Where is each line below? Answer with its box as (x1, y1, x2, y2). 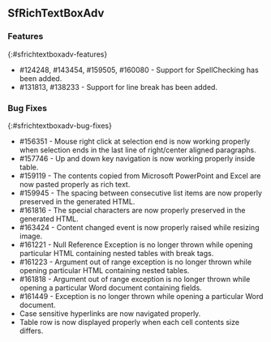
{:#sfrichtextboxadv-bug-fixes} (7, 121, 113, 130)
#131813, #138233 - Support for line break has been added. (19, 82, 218, 92)
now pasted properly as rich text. (19, 179, 131, 189)
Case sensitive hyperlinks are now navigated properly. (19, 308, 201, 318)
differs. (19, 326, 44, 336)
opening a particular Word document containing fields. (19, 283, 202, 293)
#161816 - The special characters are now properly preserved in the (19, 205, 246, 215)
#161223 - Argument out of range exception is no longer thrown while (19, 257, 252, 267)
